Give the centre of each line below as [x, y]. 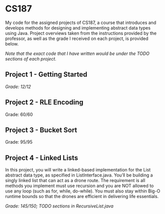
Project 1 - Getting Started [46, 75]
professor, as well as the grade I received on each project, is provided [77, 38]
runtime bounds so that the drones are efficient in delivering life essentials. [82, 196]
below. [12, 43]
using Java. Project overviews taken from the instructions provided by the [81, 33]
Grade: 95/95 [19, 142]
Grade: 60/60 [19, 114]
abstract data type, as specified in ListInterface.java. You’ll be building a [79, 175]
